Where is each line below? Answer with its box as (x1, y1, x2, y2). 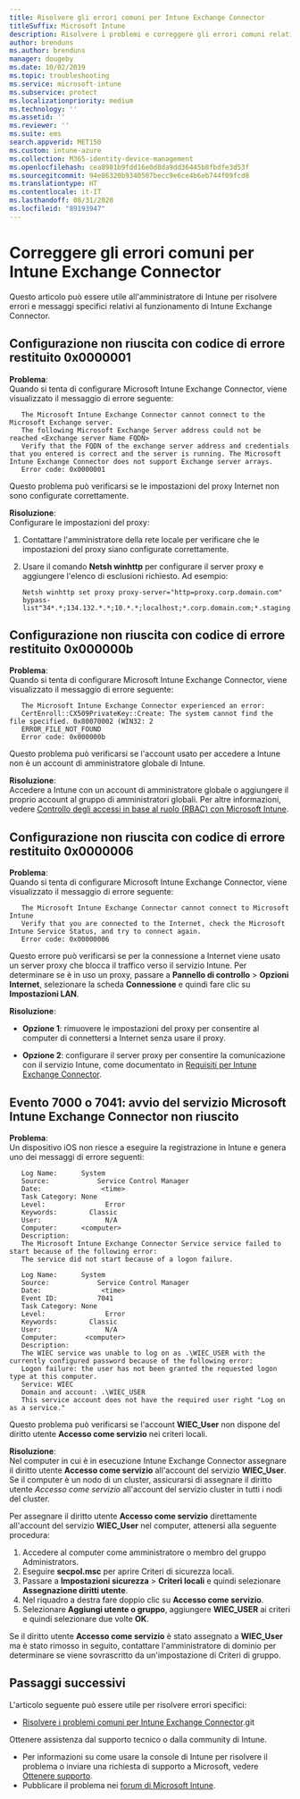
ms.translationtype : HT (9, 180, 98, 189)
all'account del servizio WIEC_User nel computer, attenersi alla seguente (9, 1520, 277, 1531)
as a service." (9, 1403, 66, 1412)
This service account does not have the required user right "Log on (21, 1395, 286, 1404)
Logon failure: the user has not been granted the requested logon (21, 1364, 278, 1373)
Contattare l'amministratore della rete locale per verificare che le (21, 534, 260, 545)
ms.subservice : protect (9, 88, 98, 97)
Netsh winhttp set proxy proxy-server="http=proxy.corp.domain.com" (21, 587, 283, 597)
